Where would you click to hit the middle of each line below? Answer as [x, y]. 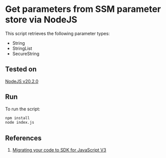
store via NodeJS [41, 20]
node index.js [20, 123]
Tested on [21, 69]
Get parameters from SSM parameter [83, 9]
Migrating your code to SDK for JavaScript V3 [59, 150]
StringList [22, 48]
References [23, 138]
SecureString [26, 54]
